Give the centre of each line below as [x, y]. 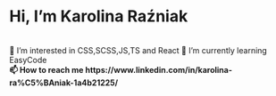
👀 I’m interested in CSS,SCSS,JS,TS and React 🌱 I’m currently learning [138, 50]
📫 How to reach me [46, 69]
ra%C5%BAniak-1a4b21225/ [64, 83]
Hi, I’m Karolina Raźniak [99, 16]
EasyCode [28, 60]
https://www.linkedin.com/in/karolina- [159, 69]
